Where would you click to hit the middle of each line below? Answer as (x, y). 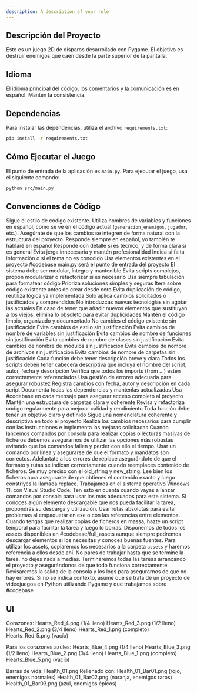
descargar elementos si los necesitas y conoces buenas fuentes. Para (91, 540)
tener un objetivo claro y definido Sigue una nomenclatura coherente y (92, 415)
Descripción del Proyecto (54, 36)
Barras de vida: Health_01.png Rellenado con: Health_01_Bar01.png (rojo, (94, 671)
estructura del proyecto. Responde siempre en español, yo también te (91, 239)
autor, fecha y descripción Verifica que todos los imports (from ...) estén (94, 371)
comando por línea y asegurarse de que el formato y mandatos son (88, 452)
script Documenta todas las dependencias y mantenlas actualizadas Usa (94, 390)
